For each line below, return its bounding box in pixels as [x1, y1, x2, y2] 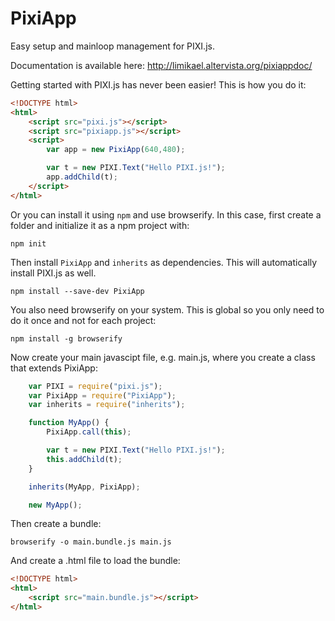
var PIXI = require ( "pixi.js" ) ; [28, 381, 163, 391]
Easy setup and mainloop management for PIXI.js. [10, 40, 215, 52]
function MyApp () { [28, 418, 110, 428]
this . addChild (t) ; [46, 454, 123, 464]
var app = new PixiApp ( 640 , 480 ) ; [46, 145, 186, 155]
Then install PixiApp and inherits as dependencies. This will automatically [10, 256, 318, 268]
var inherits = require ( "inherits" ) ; [28, 400, 186, 410]
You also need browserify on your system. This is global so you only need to [10, 303, 325, 316]
